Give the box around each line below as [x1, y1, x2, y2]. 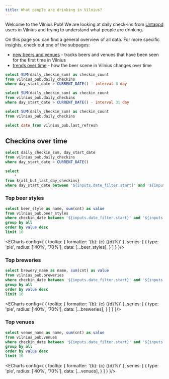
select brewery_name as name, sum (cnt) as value [5, 268, 109, 273]
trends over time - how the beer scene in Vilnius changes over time [12, 62, 152, 68]
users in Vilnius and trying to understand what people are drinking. [5, 26, 143, 33]
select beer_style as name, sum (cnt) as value [5, 206, 105, 211]
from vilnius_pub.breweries [5, 273, 64, 278]
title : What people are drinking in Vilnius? [5, 7, 102, 13]
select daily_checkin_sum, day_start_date [5, 150, 96, 155]
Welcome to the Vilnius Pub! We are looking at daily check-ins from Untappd [5, 21, 163, 27]
